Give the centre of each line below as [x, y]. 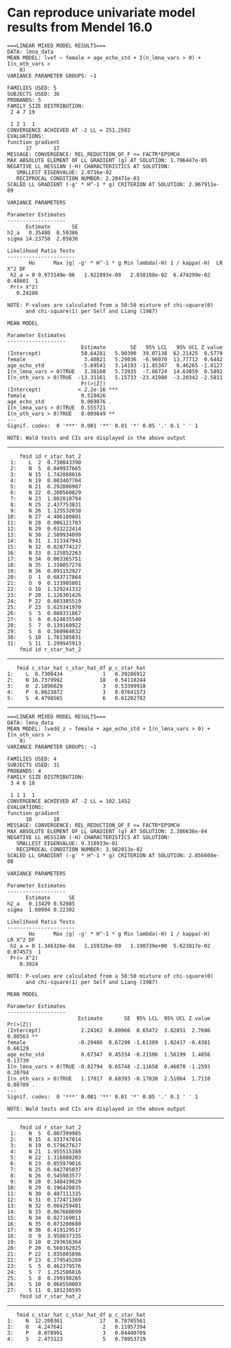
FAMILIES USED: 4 [32, 759]
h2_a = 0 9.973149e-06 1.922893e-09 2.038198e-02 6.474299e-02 [110, 275]
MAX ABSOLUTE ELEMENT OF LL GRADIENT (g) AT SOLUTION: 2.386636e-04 [107, 831]
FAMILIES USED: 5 [32, 88]
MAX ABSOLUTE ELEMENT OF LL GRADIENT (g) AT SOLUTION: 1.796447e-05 [107, 160]
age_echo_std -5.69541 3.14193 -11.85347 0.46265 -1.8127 [115, 365]
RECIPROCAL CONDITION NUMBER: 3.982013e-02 [79, 849]
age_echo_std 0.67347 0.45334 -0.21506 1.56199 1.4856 [109, 1054]
